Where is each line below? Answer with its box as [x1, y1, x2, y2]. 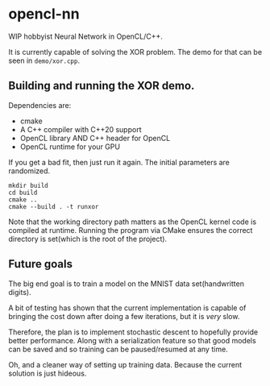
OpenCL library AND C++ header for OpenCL [19, 133, 171, 143]
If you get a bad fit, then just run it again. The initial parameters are [8, 157, 230, 167]
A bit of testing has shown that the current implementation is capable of [8, 303, 247, 313]
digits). [8, 287, 31, 297]
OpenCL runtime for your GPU [19, 142, 121, 151]
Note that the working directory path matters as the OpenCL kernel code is [8, 217, 256, 226]
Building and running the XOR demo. [8, 79, 195, 93]
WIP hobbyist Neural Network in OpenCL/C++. [8, 31, 164, 41]
